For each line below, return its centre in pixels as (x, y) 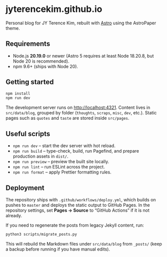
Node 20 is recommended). (41, 61)
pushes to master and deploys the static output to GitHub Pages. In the (78, 205)
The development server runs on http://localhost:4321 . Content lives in (78, 107)
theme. (13, 28)
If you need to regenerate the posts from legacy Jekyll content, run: (75, 225)
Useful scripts (28, 133)
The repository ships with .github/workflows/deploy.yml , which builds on (81, 199)
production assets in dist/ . (41, 156)
